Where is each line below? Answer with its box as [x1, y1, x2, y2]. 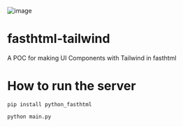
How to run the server [7, 78, 136, 94]
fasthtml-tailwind [7, 31, 110, 46]
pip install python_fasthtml [7, 101, 92, 108]
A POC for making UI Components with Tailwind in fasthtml [7, 53, 177, 62]
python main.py [7, 113, 52, 120]
